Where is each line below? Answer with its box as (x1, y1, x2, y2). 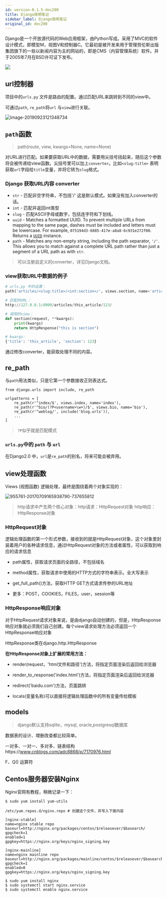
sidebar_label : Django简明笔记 (5, 16, 67, 21)
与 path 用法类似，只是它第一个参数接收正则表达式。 (5, 377, 110, 383)
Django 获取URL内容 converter (5, 180, 80, 187)
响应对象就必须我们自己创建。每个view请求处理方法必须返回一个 (5, 623, 137, 629)
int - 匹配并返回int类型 (12, 205, 60, 211)
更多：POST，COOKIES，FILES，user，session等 (12, 591, 115, 597)
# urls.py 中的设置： (5, 284, 46, 290)
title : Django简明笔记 (5, 12, 49, 17)
